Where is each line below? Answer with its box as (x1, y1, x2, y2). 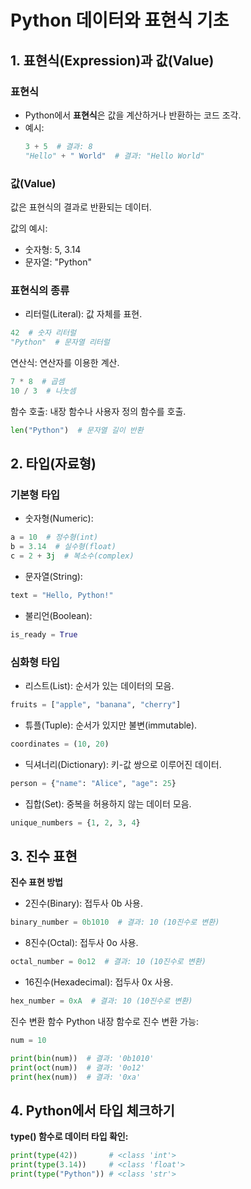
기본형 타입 (10, 487, 61, 501)
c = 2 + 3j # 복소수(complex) (10, 551, 135, 561)
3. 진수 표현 (10, 847, 78, 865)
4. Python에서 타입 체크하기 (10, 1102, 175, 1119)
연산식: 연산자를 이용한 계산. (10, 356, 120, 368)
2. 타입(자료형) (10, 455, 97, 472)
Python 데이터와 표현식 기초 (10, 9, 230, 32)
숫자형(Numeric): (24, 512, 94, 525)
